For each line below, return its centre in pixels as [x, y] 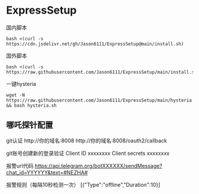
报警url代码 [20, 166]
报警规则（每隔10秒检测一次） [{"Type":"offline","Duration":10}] [83, 185]
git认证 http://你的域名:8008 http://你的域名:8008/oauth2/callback [86, 141]
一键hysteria [21, 84]
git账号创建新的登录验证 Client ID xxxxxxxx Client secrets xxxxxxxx [88, 153]
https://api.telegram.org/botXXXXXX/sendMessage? [99, 166]
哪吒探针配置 [30, 125]
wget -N [16, 95]
